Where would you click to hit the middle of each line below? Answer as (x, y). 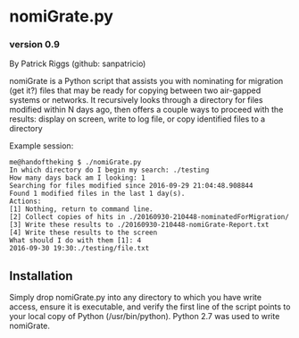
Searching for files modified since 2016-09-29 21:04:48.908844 (131, 186)
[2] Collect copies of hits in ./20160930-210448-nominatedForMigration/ (149, 217)
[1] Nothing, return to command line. (81, 209)
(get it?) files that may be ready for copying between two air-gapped (135, 90)
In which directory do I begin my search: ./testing (109, 170)
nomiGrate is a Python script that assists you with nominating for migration (146, 81)
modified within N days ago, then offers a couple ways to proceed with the (146, 110)
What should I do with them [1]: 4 (75, 241)
